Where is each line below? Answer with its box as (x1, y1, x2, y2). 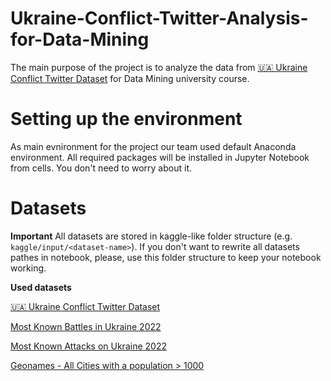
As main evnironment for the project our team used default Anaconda (10, 140, 297, 152)
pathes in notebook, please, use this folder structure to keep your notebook (10, 251, 322, 263)
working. (10, 262, 47, 274)
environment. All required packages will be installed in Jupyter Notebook (10, 151, 310, 163)
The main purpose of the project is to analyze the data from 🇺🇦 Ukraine (10, 61, 308, 73)
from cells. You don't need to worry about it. (10, 162, 193, 174)
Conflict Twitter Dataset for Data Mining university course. (10, 72, 250, 84)
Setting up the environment (10, 108, 243, 131)
